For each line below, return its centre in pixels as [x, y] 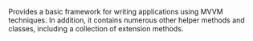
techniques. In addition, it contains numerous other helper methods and [126, 20]
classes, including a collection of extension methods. [96, 29]
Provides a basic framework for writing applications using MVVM [116, 12]
